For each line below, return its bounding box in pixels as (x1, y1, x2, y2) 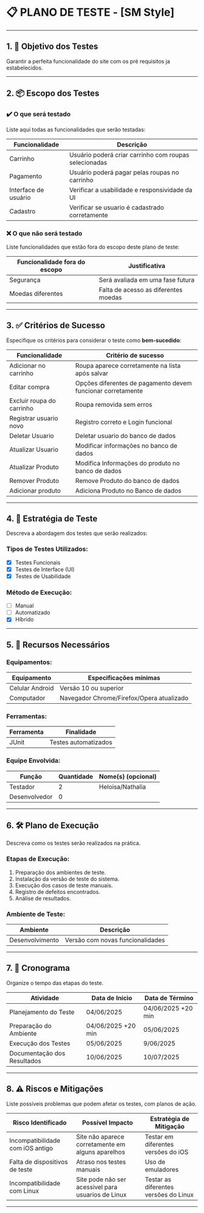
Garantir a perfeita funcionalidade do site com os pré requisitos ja (6, 57, 171, 65)
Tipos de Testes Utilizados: (6, 545, 88, 553)
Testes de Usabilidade (15, 572, 71, 580)
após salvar (75, 369, 109, 377)
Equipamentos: (6, 657, 53, 666)
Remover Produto (9, 476, 59, 485)
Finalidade (66, 728, 97, 736)
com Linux (9, 1186, 39, 1195)
